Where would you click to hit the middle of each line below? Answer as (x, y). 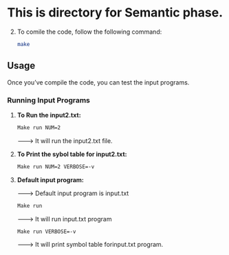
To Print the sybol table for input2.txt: (72, 154)
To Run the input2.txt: (49, 115)
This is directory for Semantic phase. (115, 13)
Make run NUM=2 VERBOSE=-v (56, 166)
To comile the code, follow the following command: (89, 32)
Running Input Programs (49, 100)
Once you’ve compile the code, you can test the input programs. (98, 82)
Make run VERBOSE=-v (46, 232)
